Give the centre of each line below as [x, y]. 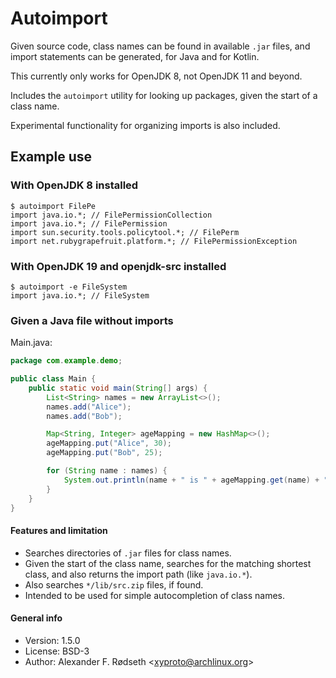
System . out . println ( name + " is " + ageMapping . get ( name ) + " [196, 480]
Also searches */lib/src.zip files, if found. [114, 584]
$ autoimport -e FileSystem [69, 287]
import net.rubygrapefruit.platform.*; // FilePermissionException [154, 241]
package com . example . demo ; [66, 361]
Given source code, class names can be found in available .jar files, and [160, 46]
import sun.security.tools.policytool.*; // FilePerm [125, 232]
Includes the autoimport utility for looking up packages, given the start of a [164, 95]
